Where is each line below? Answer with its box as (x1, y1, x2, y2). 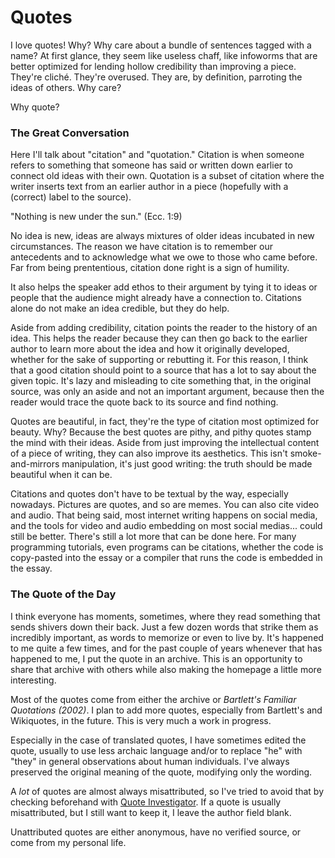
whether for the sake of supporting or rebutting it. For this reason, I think (10, 354, 309, 366)
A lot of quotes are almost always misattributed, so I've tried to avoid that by (10, 785, 325, 797)
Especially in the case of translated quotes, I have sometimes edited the (10, 734, 307, 746)
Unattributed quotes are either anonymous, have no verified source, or (10, 826, 302, 838)
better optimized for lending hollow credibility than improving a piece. (10, 60, 297, 72)
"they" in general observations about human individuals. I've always (10, 755, 290, 767)
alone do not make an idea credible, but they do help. (10, 302, 230, 315)
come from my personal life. (10, 836, 127, 848)
